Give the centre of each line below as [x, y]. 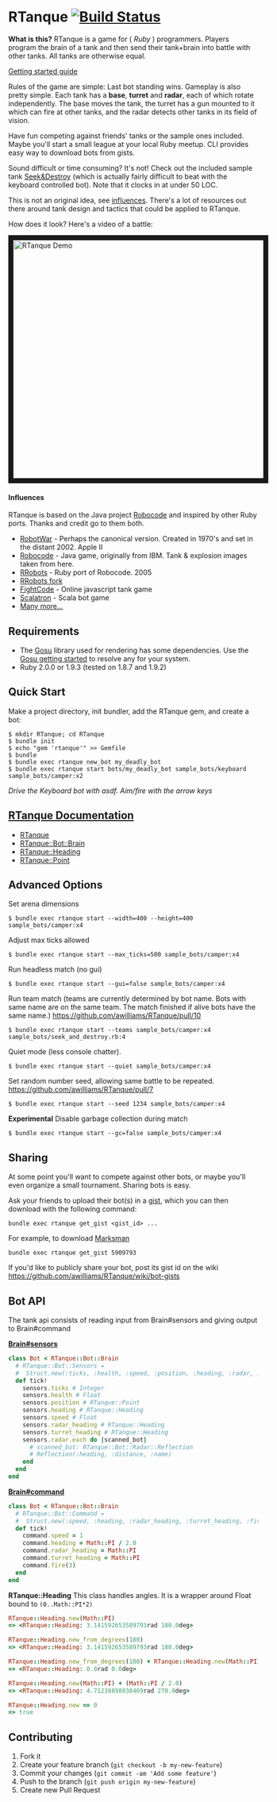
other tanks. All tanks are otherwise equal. [77, 56]
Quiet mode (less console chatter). [65, 1052]
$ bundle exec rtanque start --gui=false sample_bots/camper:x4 [117, 984]
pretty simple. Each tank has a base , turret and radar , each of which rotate [131, 94]
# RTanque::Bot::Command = [60, 1513]
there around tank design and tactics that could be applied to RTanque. [124, 208]
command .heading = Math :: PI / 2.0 [79, 1543]
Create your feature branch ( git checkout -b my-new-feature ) [121, 1765]
